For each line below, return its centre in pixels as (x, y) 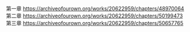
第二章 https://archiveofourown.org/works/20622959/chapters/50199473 (94, 16)
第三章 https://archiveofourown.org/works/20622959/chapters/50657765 (95, 23)
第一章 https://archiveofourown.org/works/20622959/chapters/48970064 (95, 8)
